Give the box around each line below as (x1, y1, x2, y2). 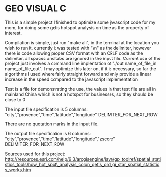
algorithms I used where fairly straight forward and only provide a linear (5, 71, 152, 77)
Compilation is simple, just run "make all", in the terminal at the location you (5, 39, 159, 45)
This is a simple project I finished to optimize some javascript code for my (5, 19, 156, 25)
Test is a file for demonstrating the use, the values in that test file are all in (5, 86, 156, 92)
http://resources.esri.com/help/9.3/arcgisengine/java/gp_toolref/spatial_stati (5, 156, 161, 162)
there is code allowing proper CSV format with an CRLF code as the (5, 50, 143, 56)
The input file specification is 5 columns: (5, 106, 88, 112)
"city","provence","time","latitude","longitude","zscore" (5, 136, 115, 142)
